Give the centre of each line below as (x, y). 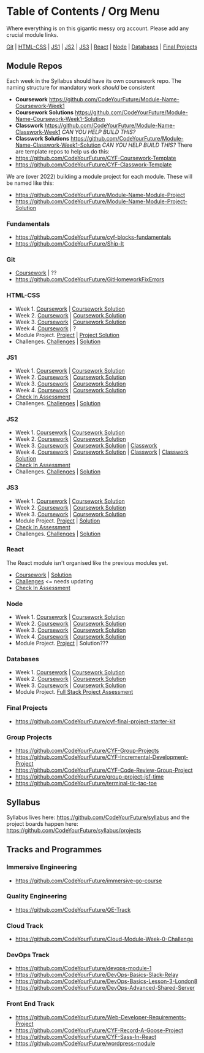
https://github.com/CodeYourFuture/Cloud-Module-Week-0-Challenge (104, 939)
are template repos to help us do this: (62, 151)
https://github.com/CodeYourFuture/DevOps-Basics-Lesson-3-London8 (106, 981)
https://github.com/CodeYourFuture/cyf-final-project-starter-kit (95, 721)
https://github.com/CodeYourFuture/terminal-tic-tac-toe (86, 783)
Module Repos (34, 66)
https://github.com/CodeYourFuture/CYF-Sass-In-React (86, 1036)
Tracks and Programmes (54, 849)
